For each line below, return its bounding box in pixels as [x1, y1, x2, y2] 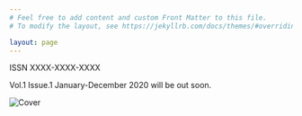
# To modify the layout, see [9, 22, 119, 31]
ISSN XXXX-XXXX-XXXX [9, 62, 101, 73]
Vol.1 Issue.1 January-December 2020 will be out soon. [9, 80, 212, 91]
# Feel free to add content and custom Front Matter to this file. [9, 13, 268, 22]
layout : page [9, 38, 58, 47]
